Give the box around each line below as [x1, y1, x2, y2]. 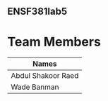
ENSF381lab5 [7, 6, 68, 18]
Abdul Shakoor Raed [11, 71, 79, 81]
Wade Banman [11, 82, 59, 92]
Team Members [7, 34, 101, 50]
